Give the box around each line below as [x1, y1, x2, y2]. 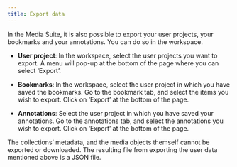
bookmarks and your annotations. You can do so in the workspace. [7, 37, 204, 46]
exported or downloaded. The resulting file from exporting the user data [7, 145, 218, 153]
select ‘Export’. [17, 66, 62, 75]
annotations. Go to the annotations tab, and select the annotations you [17, 117, 224, 125]
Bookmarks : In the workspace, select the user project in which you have [17, 80, 231, 89]
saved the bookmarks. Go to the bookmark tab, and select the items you [17, 87, 229, 96]
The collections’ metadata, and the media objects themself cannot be [7, 138, 210, 146]
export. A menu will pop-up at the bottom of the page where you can [17, 58, 219, 68]
